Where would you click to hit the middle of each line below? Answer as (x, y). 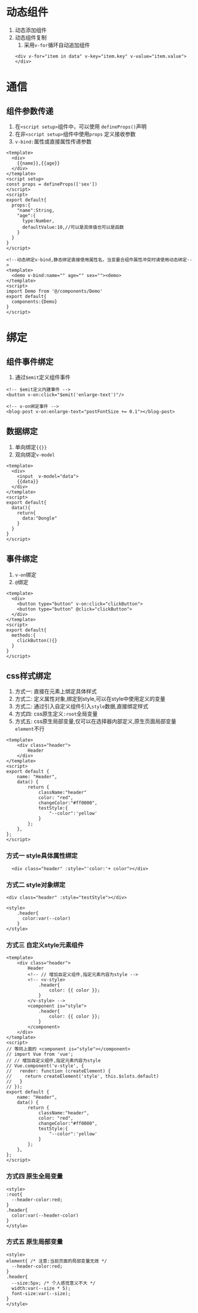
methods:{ (24, 635)
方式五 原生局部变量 (35, 1242)
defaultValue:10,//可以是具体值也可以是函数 (73, 227)
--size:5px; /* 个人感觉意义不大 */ (54, 1283)
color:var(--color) (46, 918)
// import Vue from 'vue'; (40, 1054)
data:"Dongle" (40, 518)
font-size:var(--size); (41, 1293)
